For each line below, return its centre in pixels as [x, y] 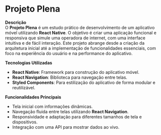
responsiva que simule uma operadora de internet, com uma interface [75, 38]
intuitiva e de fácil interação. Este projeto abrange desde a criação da [75, 43]
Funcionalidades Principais [33, 97]
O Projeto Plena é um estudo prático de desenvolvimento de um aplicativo [80, 27]
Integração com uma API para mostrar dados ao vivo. [66, 127]
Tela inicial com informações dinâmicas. [52, 106]
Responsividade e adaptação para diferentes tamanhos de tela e [77, 117]
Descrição [16, 22]
